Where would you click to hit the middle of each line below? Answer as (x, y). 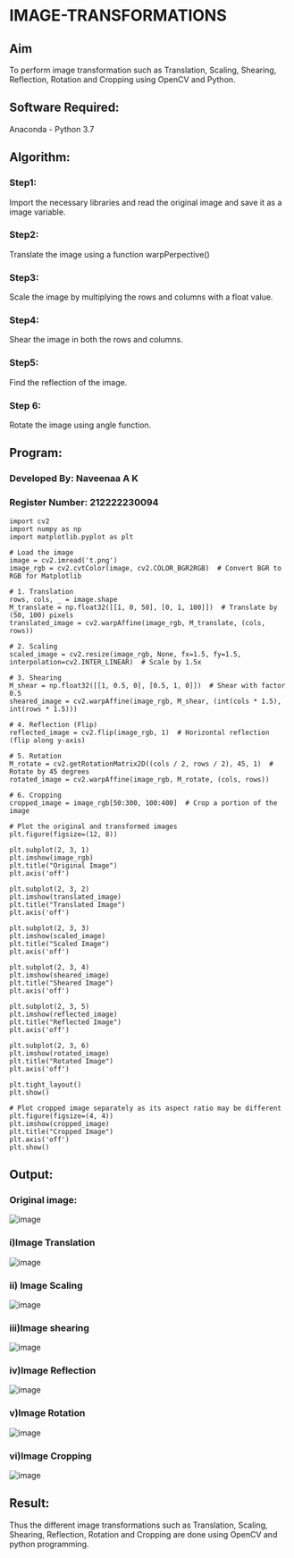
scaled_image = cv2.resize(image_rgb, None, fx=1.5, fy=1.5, (126, 654)
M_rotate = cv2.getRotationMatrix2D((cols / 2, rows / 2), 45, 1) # (142, 764)
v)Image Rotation (47, 1413)
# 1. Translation (42, 591)
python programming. (49, 1544)
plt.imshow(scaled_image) (57, 936)
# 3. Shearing (36, 677)
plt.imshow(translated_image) (66, 897)
